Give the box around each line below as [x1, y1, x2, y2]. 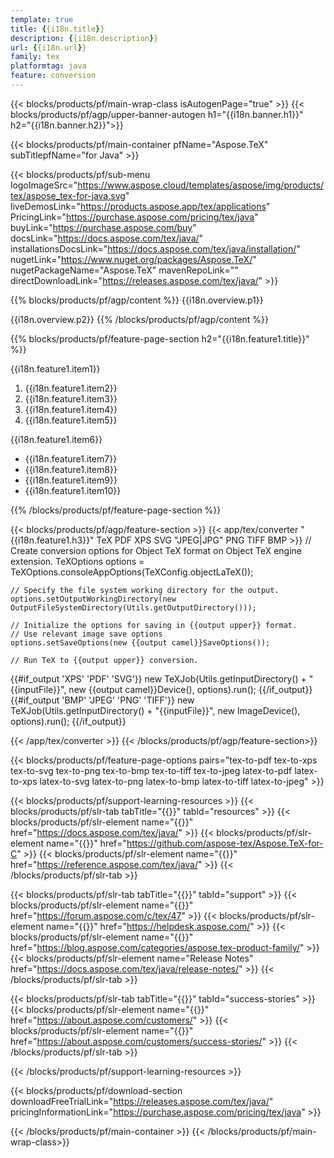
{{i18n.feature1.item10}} [24, 484, 122, 496]
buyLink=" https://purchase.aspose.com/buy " [10, 221, 197, 233]
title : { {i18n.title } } [10, 24, 105, 34]
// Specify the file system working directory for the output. [10, 585, 280, 595]
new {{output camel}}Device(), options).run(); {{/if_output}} [68, 683, 313, 695]
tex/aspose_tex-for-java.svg [10, 189, 126, 201]
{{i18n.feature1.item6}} [10, 433, 103, 445]
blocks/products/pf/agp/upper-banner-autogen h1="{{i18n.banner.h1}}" [10, 108, 304, 120]
